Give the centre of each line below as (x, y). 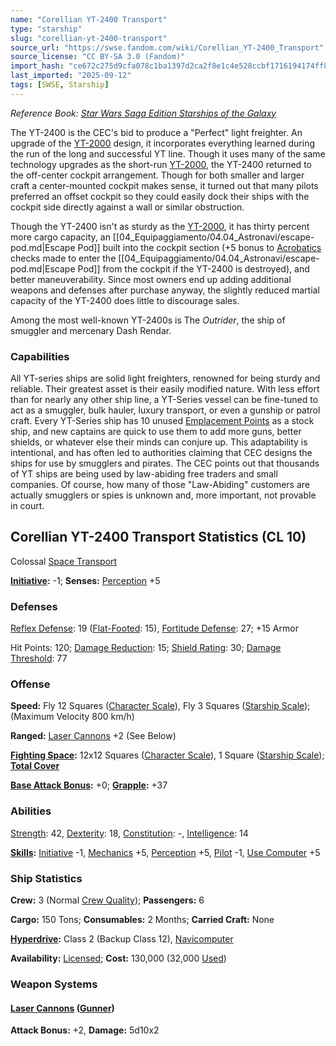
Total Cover (35, 766)
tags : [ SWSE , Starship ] (60, 85)
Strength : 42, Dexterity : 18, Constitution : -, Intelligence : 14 (129, 833)
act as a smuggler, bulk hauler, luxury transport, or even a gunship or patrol (165, 410)
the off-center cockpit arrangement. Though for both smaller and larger (157, 175)
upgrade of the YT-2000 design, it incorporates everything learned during (163, 143)
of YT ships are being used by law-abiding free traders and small (144, 474)
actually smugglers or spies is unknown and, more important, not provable (163, 495)
